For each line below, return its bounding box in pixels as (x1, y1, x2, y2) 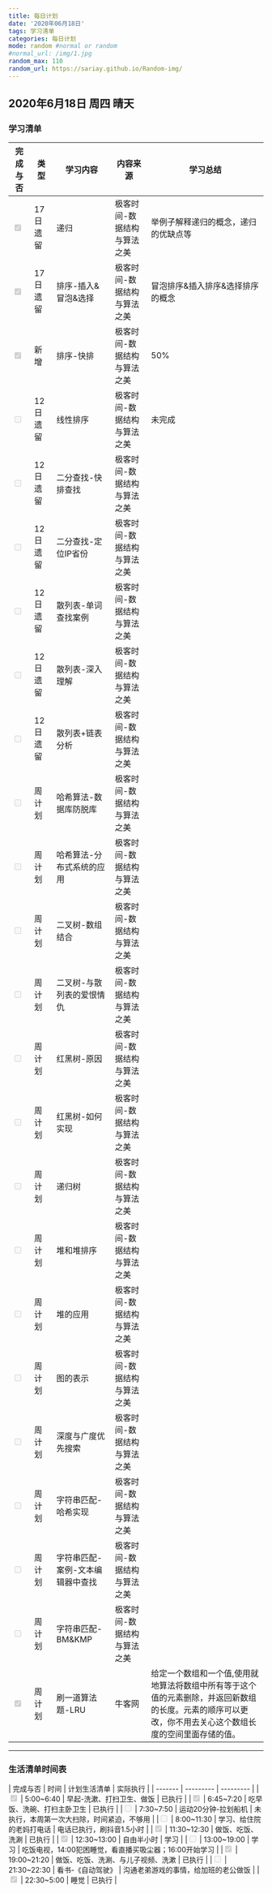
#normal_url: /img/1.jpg (8, 49, 92, 58)
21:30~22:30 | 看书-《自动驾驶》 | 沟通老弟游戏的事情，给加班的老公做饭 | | (8, 1865, 260, 1874)
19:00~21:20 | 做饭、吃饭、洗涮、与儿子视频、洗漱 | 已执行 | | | (8, 1855, 227, 1865)
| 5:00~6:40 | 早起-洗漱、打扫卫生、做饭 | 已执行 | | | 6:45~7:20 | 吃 (19, 1794, 257, 1804)
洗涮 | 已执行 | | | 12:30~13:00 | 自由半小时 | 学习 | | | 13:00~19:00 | (8, 1835, 250, 1844)
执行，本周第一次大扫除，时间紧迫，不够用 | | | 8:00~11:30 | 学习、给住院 (8, 1814, 261, 1824)
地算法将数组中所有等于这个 (151, 1680, 257, 1692)
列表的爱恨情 (56, 989, 105, 1000)
